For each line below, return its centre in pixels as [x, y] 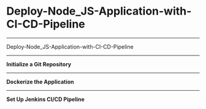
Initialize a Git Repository [39, 64]
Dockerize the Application [40, 82]
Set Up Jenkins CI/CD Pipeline [45, 99]
